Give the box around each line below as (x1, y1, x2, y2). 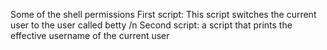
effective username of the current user (10, 30, 170, 41)
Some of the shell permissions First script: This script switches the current (10, 9, 317, 20)
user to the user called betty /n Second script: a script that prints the (10, 19, 293, 31)
